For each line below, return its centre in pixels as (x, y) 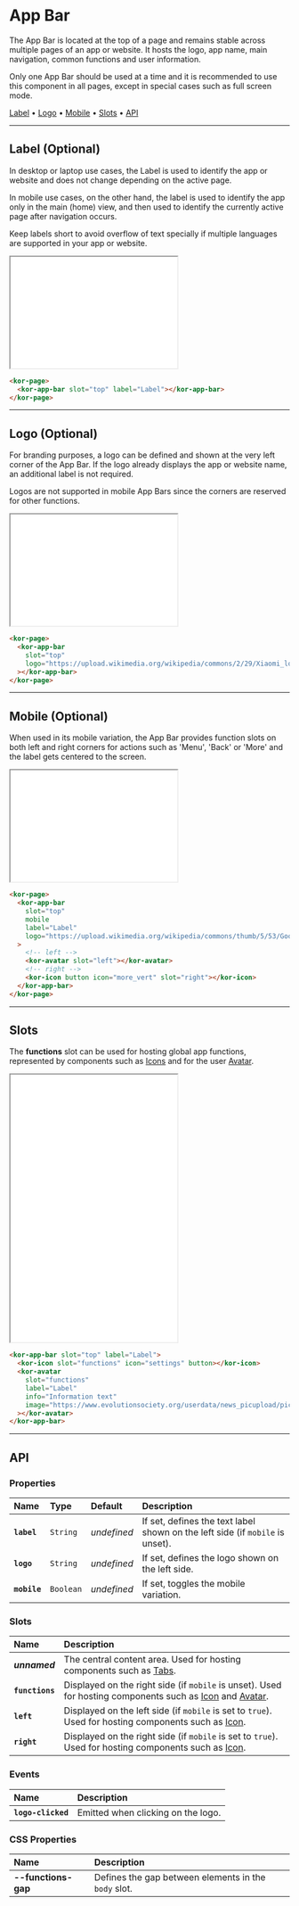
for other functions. (44, 501)
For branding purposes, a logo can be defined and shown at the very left (142, 455)
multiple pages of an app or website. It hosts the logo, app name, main (138, 49)
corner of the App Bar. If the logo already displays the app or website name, (148, 465)
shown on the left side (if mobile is (213, 1532)
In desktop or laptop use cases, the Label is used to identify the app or (139, 170)
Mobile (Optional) (59, 716)
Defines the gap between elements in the (180, 1877)
